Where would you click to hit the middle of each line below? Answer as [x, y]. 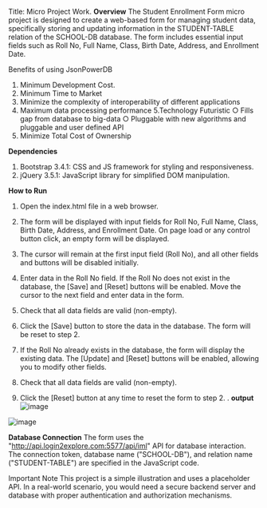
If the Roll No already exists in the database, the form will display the [132, 350]
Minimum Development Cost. [67, 85]
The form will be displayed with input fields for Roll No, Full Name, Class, [139, 222]
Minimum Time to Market [61, 93]
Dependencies [33, 151]
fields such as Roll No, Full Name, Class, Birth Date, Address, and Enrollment [133, 46]
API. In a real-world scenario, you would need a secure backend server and [132, 487]
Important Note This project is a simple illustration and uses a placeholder [129, 478]
